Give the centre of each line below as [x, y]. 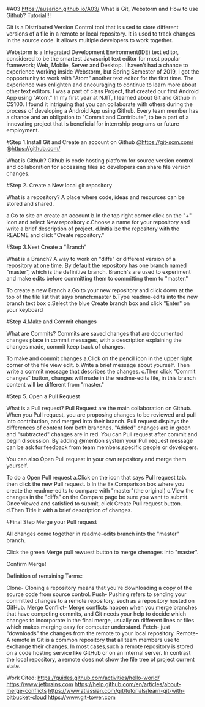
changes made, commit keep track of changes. [66, 346]
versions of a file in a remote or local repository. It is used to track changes [101, 34]
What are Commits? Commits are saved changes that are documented [95, 334]
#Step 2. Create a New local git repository [59, 185]
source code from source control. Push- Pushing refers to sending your [96, 594]
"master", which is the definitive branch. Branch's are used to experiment [99, 272]
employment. [23, 130]
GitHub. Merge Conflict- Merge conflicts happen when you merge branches [102, 607]
